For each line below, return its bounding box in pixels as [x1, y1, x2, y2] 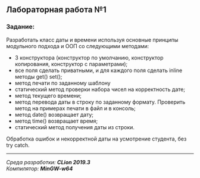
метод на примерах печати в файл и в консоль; [14, 104, 136, 112]
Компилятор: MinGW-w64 [6, 165, 73, 172]
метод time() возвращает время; [14, 117, 98, 124]
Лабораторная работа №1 [6, 5, 107, 15]
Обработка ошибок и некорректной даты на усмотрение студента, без [6, 135, 187, 142]
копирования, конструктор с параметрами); [14, 60, 128, 67]
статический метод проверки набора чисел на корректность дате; [14, 86, 186, 93]
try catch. [6, 141, 30, 148]
